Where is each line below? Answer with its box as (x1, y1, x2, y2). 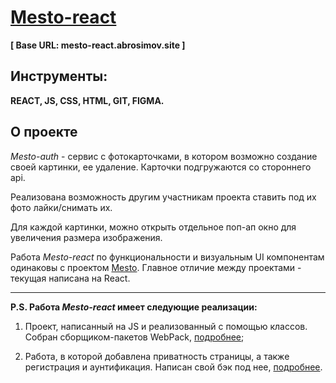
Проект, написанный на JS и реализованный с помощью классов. (24, 320, 308, 332)
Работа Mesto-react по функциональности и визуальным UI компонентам (10, 251, 325, 263)
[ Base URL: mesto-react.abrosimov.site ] (10, 39, 186, 51)
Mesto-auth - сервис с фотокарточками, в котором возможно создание (10, 150, 318, 162)
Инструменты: (10, 68, 108, 85)
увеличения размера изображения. (10, 231, 163, 243)
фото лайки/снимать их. (10, 201, 113, 213)
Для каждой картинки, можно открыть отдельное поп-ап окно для (10, 221, 297, 233)
